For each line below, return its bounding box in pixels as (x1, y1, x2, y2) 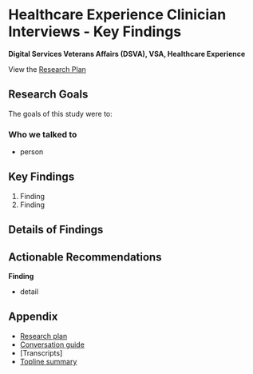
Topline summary (19, 356, 77, 366)
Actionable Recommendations (8, 250, 162, 264)
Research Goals (8, 88, 89, 101)
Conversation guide (19, 340, 85, 349)
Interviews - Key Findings (8, 22, 182, 41)
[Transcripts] (19, 348, 63, 357)
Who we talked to (8, 129, 77, 140)
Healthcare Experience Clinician (8, 6, 227, 24)
